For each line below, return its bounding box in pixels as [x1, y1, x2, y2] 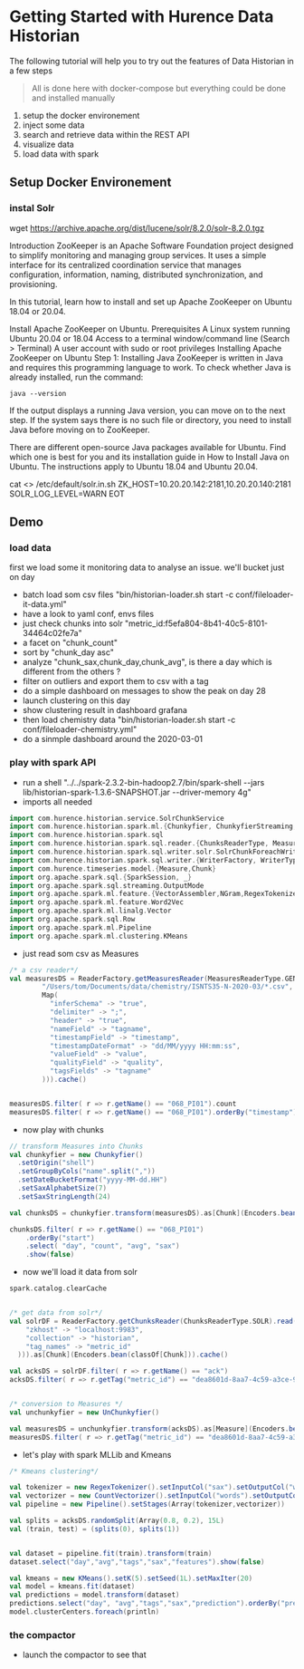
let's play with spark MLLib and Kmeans [22, 1449, 172, 1460]
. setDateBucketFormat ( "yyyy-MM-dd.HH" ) [17, 1175, 168, 1184]
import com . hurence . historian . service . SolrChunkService [9, 814, 224, 823]
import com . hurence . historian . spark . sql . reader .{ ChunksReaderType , [9, 839, 270, 848]
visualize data [22, 139, 74, 150]
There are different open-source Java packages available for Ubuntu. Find [9, 441, 287, 452]
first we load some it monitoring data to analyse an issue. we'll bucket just [9, 562, 285, 573]
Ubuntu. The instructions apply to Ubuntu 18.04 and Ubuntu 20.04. [9, 460, 258, 472]
